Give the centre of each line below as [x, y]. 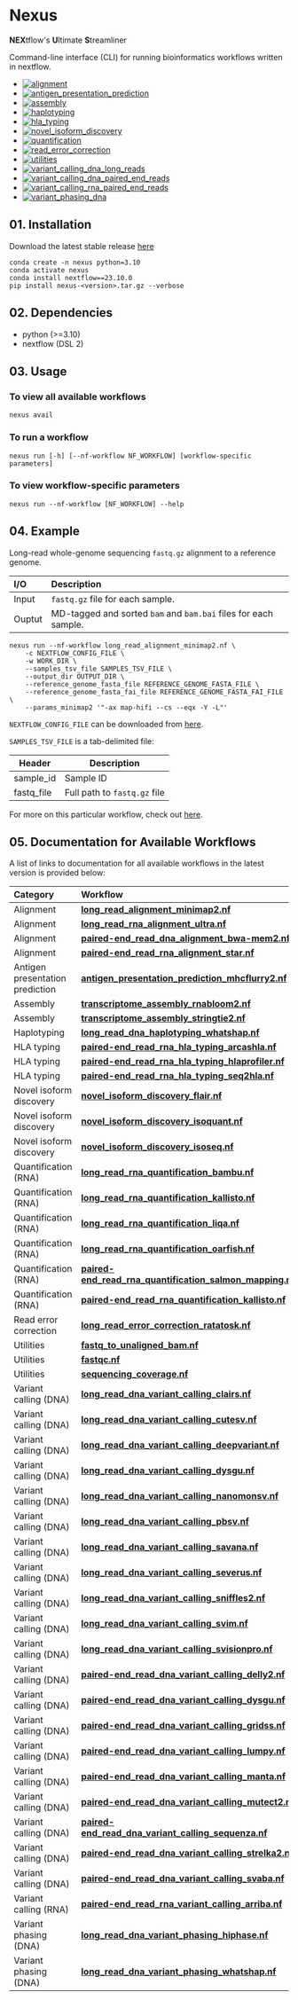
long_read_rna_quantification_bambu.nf [168, 1173]
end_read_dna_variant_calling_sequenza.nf [174, 1833]
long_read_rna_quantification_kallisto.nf [168, 1198]
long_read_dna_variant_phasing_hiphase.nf [175, 1935]
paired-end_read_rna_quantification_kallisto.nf [184, 1300]
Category [34, 895]
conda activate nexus [49, 270]
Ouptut [28, 619]
